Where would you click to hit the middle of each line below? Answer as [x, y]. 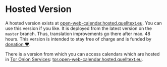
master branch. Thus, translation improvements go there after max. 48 [78, 33]
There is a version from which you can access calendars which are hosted [82, 54]
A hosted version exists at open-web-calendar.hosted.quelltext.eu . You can [84, 23]
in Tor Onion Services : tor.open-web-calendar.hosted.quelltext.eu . [74, 59]
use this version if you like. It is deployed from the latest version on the [79, 28]
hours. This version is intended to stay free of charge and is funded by [78, 39]
